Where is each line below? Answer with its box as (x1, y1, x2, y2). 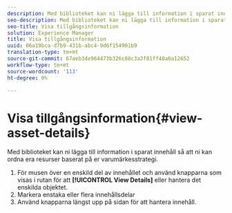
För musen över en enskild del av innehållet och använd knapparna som (17, 169, 222, 177)
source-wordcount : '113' (7, 68, 79, 75)
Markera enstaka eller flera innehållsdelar (17, 191, 135, 199)
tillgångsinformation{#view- (36, 110, 203, 126)
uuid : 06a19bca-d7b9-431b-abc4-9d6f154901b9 (7, 42, 137, 49)
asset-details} (7, 125, 91, 140)
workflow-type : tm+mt (7, 62, 70, 68)
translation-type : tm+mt (7, 49, 79, 56)
